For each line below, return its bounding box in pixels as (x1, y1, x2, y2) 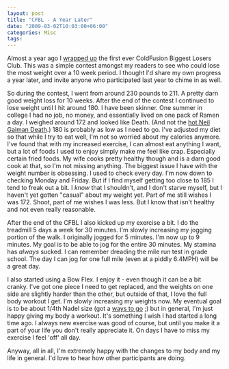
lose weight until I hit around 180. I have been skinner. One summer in (7, 104, 203, 112)
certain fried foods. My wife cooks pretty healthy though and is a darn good (7, 154, 221, 163)
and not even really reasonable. (7, 206, 96, 214)
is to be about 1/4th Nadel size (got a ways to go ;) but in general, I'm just (7, 305, 213, 313)
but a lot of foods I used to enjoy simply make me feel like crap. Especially (7, 148, 215, 156)
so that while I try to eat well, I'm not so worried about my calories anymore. (7, 133, 221, 141)
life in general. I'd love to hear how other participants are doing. (7, 354, 186, 362)
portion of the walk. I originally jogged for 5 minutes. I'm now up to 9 (7, 233, 200, 241)
